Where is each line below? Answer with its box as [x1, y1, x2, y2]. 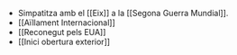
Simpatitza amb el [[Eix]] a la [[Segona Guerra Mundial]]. [17, 8, 229, 18]
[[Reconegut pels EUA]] [17, 27, 106, 37]
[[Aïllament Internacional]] [17, 17, 115, 28]
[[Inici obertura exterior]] [17, 36, 111, 47]
